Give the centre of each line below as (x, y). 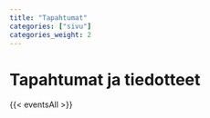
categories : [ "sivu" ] (51, 26)
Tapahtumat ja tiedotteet (105, 79)
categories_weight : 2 (51, 34)
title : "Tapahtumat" (49, 18)
